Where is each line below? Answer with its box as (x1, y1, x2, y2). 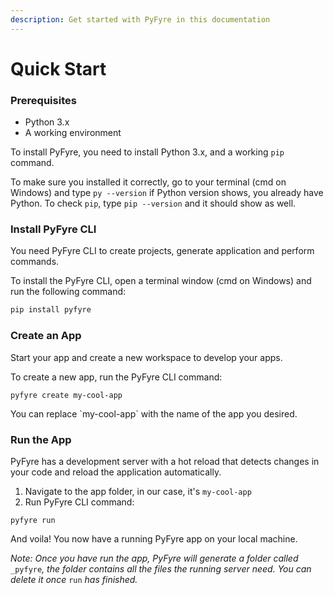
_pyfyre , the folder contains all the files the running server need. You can (10, 562, 312, 575)
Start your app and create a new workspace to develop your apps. (10, 351, 283, 363)
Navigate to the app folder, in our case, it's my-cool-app (24, 485, 252, 497)
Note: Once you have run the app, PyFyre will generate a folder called (10, 552, 299, 564)
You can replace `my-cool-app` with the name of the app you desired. (10, 407, 298, 420)
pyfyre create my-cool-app (10, 390, 123, 400)
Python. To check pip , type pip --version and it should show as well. (10, 197, 297, 210)
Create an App (10, 329, 82, 343)
